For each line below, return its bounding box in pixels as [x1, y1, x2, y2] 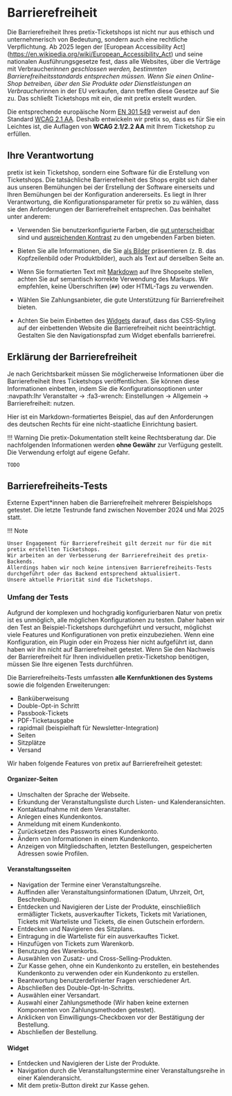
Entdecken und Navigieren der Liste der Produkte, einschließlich [17, 903, 201, 911]
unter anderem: [7, 212, 51, 220]
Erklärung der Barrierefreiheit [7, 351, 137, 363]
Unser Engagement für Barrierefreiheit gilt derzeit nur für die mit [7, 540, 213, 547]
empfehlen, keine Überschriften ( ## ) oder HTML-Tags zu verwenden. [17, 282, 214, 290]
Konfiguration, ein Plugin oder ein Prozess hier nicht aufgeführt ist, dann [7, 638, 213, 646]
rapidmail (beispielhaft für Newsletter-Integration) [17, 723, 159, 732]
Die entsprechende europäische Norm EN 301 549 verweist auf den [7, 107, 201, 116]
